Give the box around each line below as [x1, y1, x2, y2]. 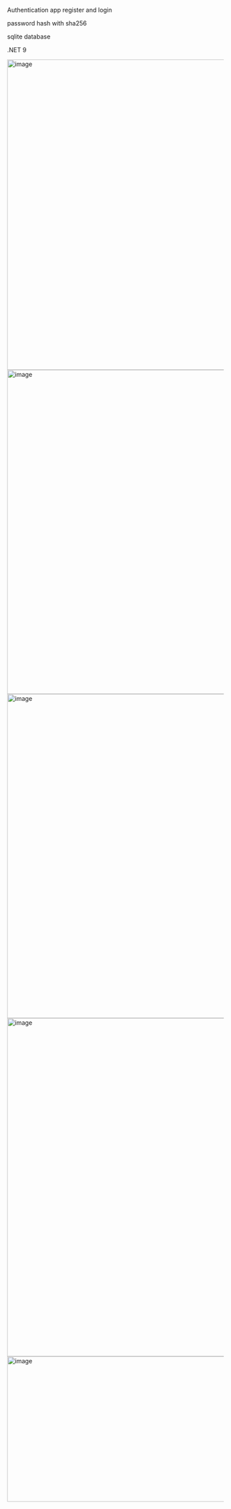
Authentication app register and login [7, 6, 112, 14]
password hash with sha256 [7, 19, 87, 27]
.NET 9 [7, 46, 27, 54]
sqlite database [7, 32, 51, 41]
